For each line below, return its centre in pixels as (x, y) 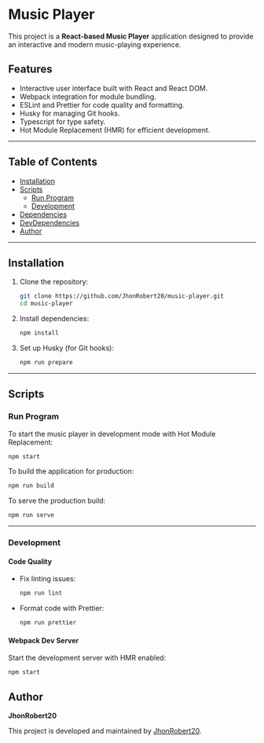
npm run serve (31, 515)
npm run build (31, 486)
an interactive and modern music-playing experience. (95, 44)
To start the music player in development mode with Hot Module (112, 434)
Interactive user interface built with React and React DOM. (114, 88)
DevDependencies (49, 222)
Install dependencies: (54, 319)
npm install (39, 333)
